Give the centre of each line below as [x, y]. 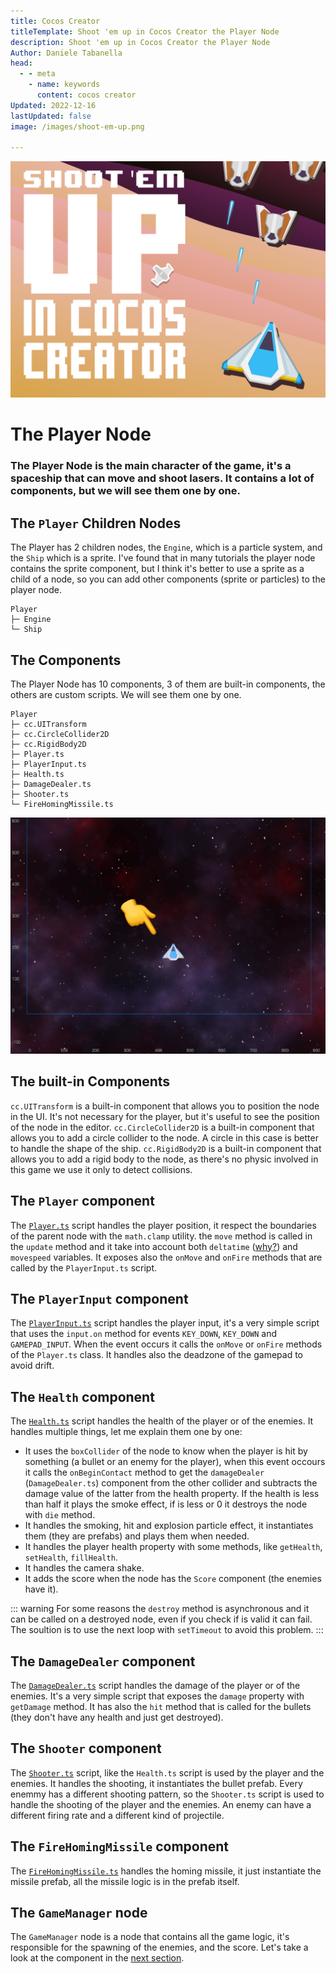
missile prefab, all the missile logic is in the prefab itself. [125, 1881]
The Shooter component [86, 1748]
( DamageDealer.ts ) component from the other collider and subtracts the [171, 1483]
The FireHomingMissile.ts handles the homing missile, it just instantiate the [166, 1871]
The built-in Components [90, 1081]
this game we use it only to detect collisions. [101, 1169]
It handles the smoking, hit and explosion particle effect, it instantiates [169, 1526]
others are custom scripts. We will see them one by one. [126, 694]
